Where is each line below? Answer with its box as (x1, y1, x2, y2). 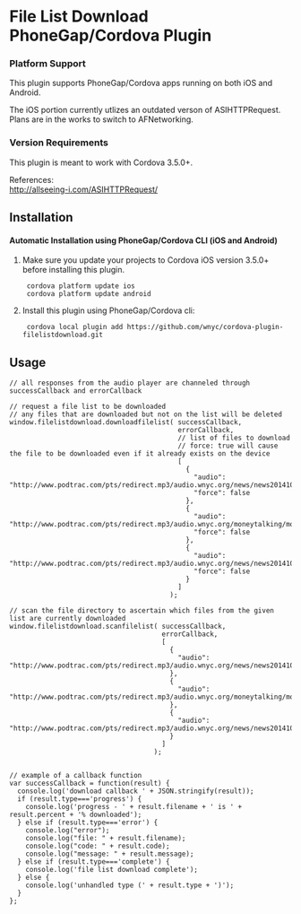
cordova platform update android (26, 290, 151, 299)
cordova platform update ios (26, 282, 136, 291)
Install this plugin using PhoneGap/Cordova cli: (21, 305, 195, 316)
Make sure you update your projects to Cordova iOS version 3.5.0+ (21, 255, 270, 265)
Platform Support (9, 57, 87, 70)
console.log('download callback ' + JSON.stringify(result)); (17, 787, 254, 796)
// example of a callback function (9, 771, 142, 780)
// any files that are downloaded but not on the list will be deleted (9, 410, 282, 419)
